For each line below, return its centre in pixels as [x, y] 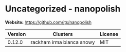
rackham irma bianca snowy [63, 42]
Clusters [63, 34]
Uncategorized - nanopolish [63, 9]
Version [17, 34]
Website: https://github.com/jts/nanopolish [48, 22]
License [109, 34]
